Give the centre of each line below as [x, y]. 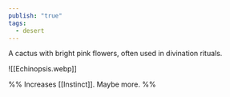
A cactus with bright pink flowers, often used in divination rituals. [115, 54]
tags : [17, 23]
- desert [30, 30]
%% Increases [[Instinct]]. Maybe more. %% [82, 84]
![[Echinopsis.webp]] [43, 69]
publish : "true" [35, 16]
